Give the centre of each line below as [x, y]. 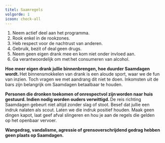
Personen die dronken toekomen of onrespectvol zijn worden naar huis [79, 94]
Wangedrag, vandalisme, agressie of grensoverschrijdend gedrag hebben [83, 130]
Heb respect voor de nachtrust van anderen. [57, 44]
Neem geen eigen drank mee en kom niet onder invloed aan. [74, 54]
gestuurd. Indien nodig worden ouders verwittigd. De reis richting [73, 99]
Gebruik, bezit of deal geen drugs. [47, 49]
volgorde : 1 [17, 14]
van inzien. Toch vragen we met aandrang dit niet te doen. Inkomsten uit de [82, 79]
